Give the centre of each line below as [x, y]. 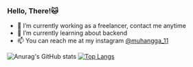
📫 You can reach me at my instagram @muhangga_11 [93, 41]
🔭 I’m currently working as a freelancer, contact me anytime [102, 26]
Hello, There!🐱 [33, 11]
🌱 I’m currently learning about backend [72, 33]
